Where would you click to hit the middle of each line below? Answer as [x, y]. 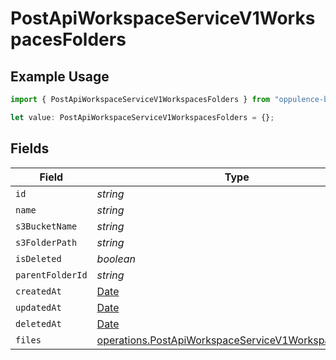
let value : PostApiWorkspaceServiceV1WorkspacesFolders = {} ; [142, 117]
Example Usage [60, 76]
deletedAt [38, 323]
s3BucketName [46, 226]
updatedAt [38, 307]
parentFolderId [51, 275]
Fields [30, 148]
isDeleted [38, 258]
